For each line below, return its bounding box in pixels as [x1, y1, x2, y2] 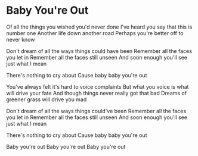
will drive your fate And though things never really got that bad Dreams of [6, 89, 187, 96]
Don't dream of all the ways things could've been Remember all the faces [6, 107, 187, 114]
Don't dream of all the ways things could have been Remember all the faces [6, 47, 193, 54]
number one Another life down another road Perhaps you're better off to [6, 29, 184, 36]
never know [6, 36, 35, 43]
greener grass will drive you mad [6, 96, 87, 103]
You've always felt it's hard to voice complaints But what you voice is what [6, 83, 189, 90]
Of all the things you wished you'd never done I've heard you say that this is [6, 23, 193, 30]
